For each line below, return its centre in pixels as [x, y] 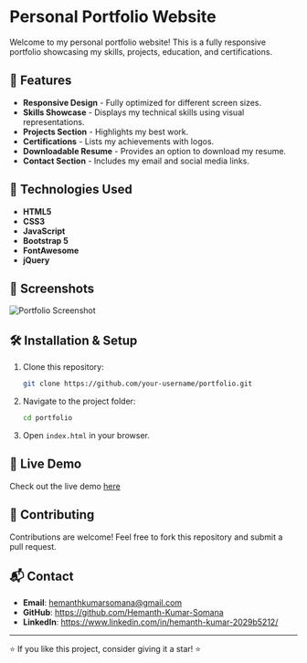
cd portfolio [48, 418]
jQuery [36, 260]
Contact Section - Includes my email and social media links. [136, 161]
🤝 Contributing [52, 515]
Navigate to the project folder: [79, 401]
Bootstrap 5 [45, 240]
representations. [53, 121]
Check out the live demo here [65, 486]
